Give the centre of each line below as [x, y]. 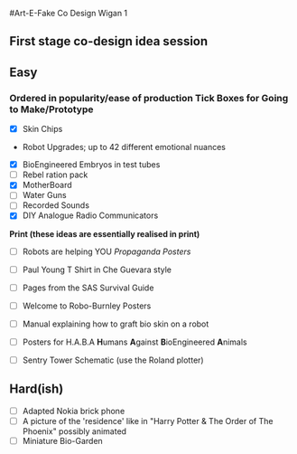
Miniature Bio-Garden [63, 440]
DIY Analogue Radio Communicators [90, 215]
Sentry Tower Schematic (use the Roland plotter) [113, 360]
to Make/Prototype [51, 109]
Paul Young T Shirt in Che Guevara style [97, 270]
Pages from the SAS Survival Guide [88, 288]
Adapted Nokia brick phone [74, 411]
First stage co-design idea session [109, 41]
